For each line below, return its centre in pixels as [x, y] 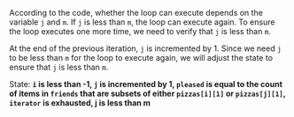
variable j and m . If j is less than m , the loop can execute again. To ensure [142, 22]
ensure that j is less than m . [59, 67]
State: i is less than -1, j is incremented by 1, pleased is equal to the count [146, 84]
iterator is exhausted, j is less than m [80, 103]
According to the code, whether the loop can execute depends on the [136, 13]
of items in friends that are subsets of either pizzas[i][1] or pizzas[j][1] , [147, 93]
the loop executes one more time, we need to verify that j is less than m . [140, 31]
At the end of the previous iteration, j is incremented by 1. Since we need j [145, 48]
